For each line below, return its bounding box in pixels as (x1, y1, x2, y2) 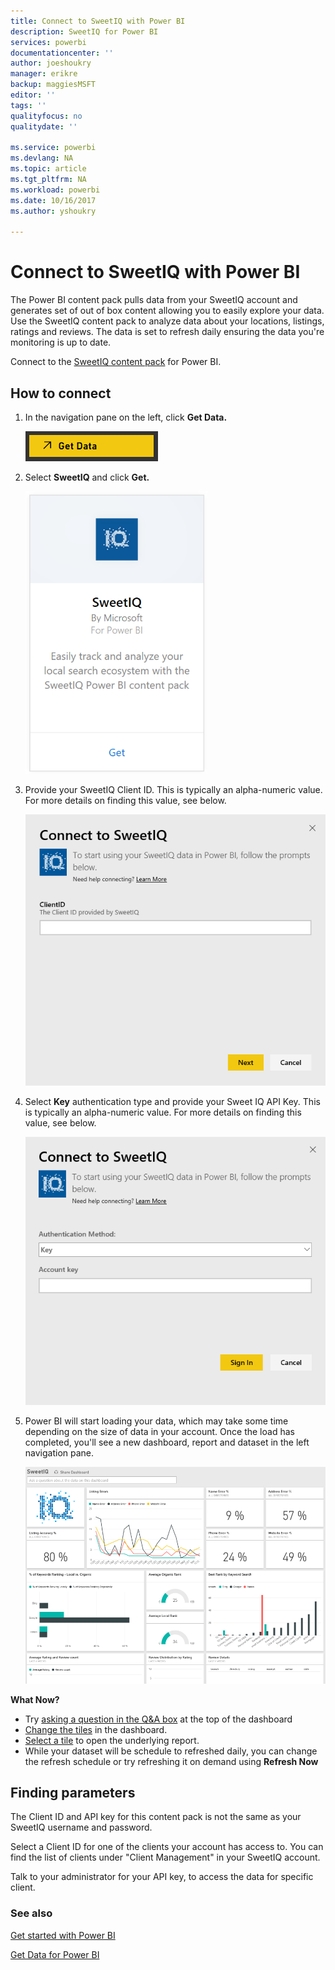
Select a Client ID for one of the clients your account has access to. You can (10, 1841, 324, 1853)
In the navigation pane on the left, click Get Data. (24, 411, 228, 423)
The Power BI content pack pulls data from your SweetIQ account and (10, 294, 298, 306)
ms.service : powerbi (10, 143, 97, 153)
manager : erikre (10, 69, 78, 79)
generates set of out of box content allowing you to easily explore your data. (10, 305, 325, 317)
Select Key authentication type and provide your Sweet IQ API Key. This (24, 1096, 321, 1108)
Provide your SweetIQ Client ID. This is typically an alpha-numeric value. (24, 784, 323, 795)
